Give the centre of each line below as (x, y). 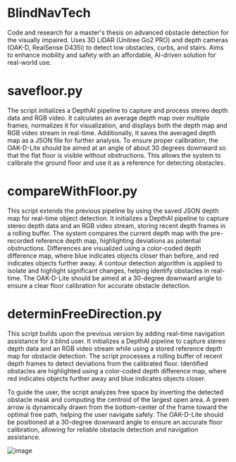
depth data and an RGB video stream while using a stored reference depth (115, 348)
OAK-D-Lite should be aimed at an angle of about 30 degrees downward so (117, 148)
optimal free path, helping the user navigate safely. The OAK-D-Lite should (116, 414)
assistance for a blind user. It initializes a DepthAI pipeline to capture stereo (117, 341)
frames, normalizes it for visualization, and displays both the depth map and (117, 125)
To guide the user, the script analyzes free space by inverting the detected (116, 392)
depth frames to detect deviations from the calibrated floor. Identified (108, 363)
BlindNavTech (49, 13)
